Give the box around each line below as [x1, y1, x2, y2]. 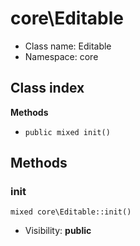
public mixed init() [24, 127, 111, 137]
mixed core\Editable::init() [10, 207, 132, 217]
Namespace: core [24, 50, 99, 62]
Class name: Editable [24, 40, 112, 52]
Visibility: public [24, 225, 92, 237]
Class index [10, 80, 85, 97]
